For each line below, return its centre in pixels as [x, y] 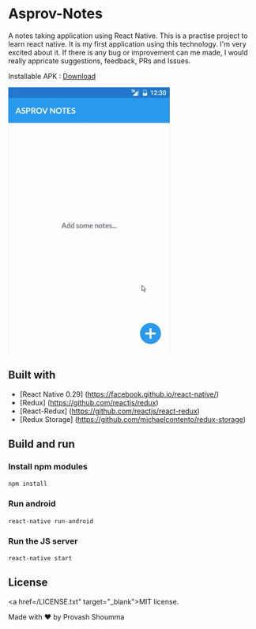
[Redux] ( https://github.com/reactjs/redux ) [89, 402]
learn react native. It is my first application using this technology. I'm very [127, 43]
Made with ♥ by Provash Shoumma [66, 616]
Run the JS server [43, 540]
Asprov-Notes [55, 14]
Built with [32, 375]
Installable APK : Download [52, 76]
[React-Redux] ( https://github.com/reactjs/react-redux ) [109, 411]
